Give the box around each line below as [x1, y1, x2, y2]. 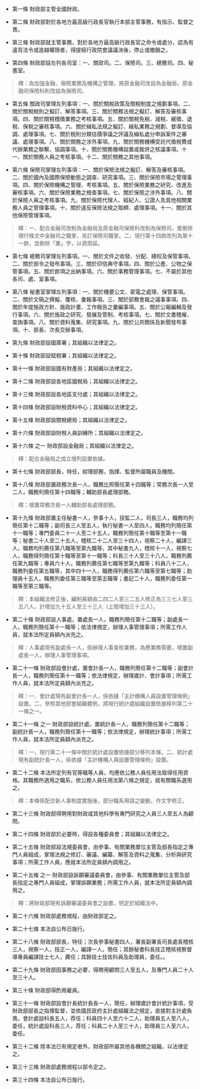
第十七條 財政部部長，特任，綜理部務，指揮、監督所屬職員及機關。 [11, 468, 178, 475]
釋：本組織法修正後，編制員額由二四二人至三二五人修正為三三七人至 [18, 595, 188, 602]
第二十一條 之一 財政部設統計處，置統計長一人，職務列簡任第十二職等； [11, 721, 190, 727]
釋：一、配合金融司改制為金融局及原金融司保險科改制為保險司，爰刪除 [18, 224, 193, 232]
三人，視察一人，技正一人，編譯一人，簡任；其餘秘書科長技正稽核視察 [11, 946, 187, 952]
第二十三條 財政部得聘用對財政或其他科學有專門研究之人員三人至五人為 [11, 810, 189, 817]
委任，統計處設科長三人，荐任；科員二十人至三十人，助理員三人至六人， [11, 1022, 192, 1030]
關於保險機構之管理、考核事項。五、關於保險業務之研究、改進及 [33, 181, 192, 188]
